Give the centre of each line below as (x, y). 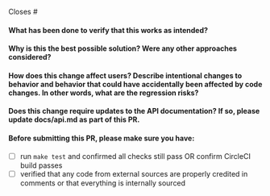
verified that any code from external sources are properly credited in (134, 173)
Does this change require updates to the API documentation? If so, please (134, 111)
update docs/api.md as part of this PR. (74, 119)
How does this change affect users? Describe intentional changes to (125, 75)
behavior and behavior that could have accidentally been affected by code (135, 84)
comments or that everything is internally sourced (103, 183)
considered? (30, 57)
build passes (41, 165)
